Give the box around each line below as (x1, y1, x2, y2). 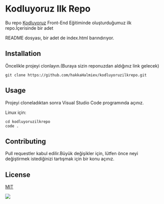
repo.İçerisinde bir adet (5, 25, 54, 31)
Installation (5, 49, 41, 58)
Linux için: (5, 109, 27, 115)
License (5, 170, 31, 179)
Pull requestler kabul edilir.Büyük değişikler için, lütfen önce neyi (5, 151, 138, 157)
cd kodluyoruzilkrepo (5, 119, 51, 124)
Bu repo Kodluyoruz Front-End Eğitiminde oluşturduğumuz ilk (5, 20, 132, 26)
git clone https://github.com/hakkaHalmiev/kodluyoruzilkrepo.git (5, 73, 147, 78)
